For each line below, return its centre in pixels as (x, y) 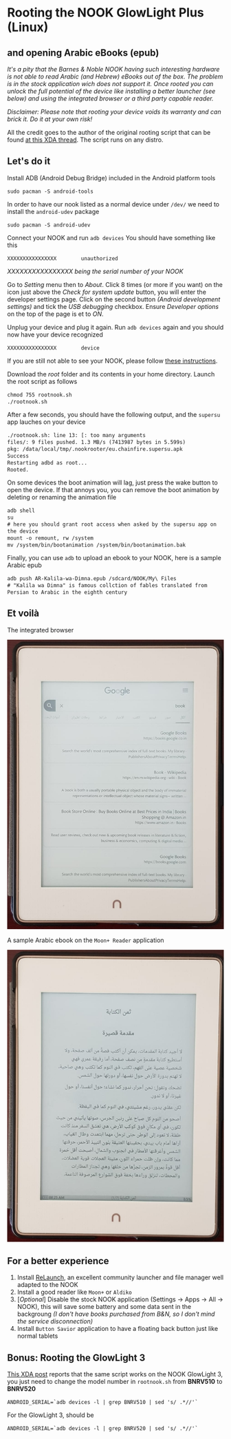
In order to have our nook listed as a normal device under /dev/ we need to (113, 204)
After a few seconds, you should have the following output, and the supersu (114, 414)
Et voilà (23, 614)
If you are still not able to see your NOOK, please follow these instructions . (112, 361)
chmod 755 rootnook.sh (40, 395)
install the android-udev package (53, 211)
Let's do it (29, 161)
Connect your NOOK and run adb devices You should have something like (111, 237)
